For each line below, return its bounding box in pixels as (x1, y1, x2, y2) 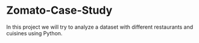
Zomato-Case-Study (6, 4, 113, 17)
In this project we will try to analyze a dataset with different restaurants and (6, 23, 194, 30)
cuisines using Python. (6, 29, 63, 36)
